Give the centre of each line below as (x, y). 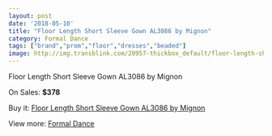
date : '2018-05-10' (41, 23)
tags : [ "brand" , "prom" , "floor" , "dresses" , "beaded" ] (97, 46)
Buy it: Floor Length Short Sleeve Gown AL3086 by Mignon (107, 108)
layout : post (30, 16)
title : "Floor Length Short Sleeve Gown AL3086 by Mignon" (110, 31)
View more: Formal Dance (51, 123)
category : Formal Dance (49, 38)
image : (19, 53)
